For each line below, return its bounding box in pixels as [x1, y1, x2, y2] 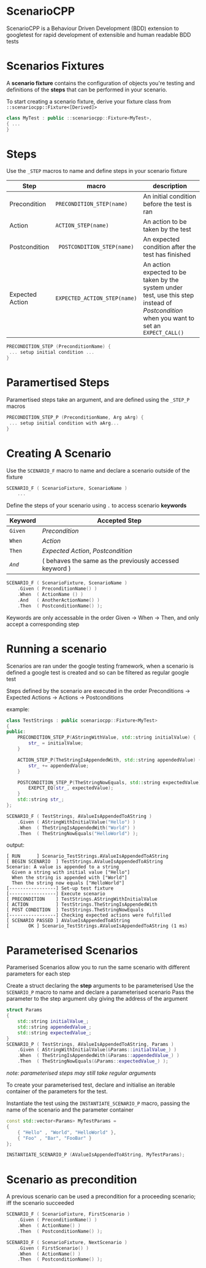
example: [6, 705, 29, 712]
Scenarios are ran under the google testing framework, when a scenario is [6, 662, 194, 670]
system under [143, 283, 183, 292]
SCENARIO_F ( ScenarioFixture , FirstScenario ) [6, 1211, 131, 1218]
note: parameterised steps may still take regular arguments [6, 1069, 156, 1077]
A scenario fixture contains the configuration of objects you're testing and [6, 79, 195, 86]
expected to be [143, 268, 187, 277]
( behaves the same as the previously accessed [42, 557, 180, 565]
